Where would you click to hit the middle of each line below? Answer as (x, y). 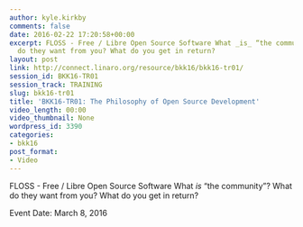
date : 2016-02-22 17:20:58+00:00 (72, 34)
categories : (32, 135)
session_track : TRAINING (56, 85)
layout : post (34, 59)
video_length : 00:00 (48, 110)
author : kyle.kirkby (48, 18)
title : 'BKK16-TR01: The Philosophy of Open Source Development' (134, 101)
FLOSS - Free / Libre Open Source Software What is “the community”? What (151, 186)
